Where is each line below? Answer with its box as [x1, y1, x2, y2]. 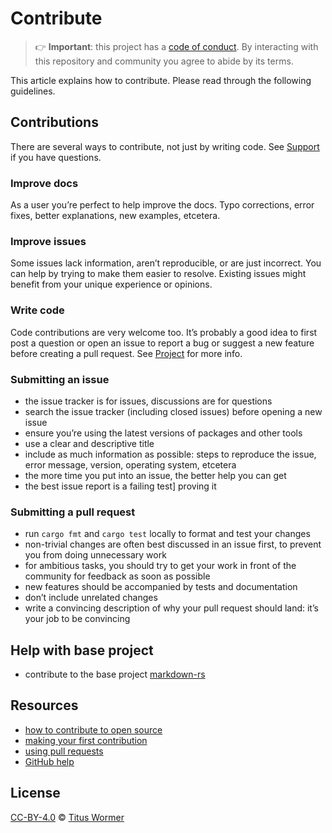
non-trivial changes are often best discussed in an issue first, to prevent [24, 538, 322, 551]
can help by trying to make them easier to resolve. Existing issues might [10, 268, 307, 280]
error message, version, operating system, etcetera [24, 458, 237, 471]
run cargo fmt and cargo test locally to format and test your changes [24, 528, 311, 540]
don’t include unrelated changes [24, 592, 158, 604]
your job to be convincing [24, 613, 131, 625]
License [10, 785, 61, 802]
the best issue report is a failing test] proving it [24, 480, 217, 492]
